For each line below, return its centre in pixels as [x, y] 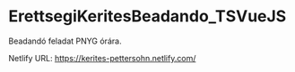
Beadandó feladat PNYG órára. [65, 41]
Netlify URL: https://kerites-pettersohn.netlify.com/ [102, 58]
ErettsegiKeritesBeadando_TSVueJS [147, 16]
